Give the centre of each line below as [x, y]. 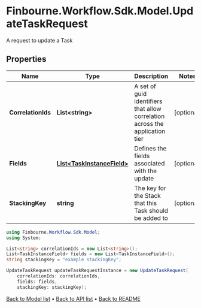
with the [146, 171]
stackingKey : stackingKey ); [52, 287]
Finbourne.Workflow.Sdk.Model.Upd [100, 11]
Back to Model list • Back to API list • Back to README [73, 298]
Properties [26, 59]
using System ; [24, 238]
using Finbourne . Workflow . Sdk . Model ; [53, 232]
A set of [145, 86]
